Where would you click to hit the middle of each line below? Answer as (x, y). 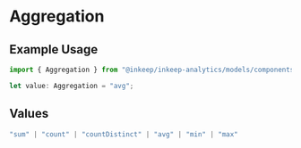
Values (29, 114)
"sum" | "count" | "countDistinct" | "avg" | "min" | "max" (124, 134)
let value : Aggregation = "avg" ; (72, 86)
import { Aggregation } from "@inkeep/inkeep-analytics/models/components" (154, 70)
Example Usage (54, 49)
